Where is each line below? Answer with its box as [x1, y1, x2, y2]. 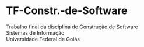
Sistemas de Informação [6, 29, 65, 36]
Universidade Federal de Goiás [6, 35, 80, 42]
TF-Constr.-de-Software [6, 4, 128, 17]
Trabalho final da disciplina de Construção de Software [6, 23, 138, 30]
